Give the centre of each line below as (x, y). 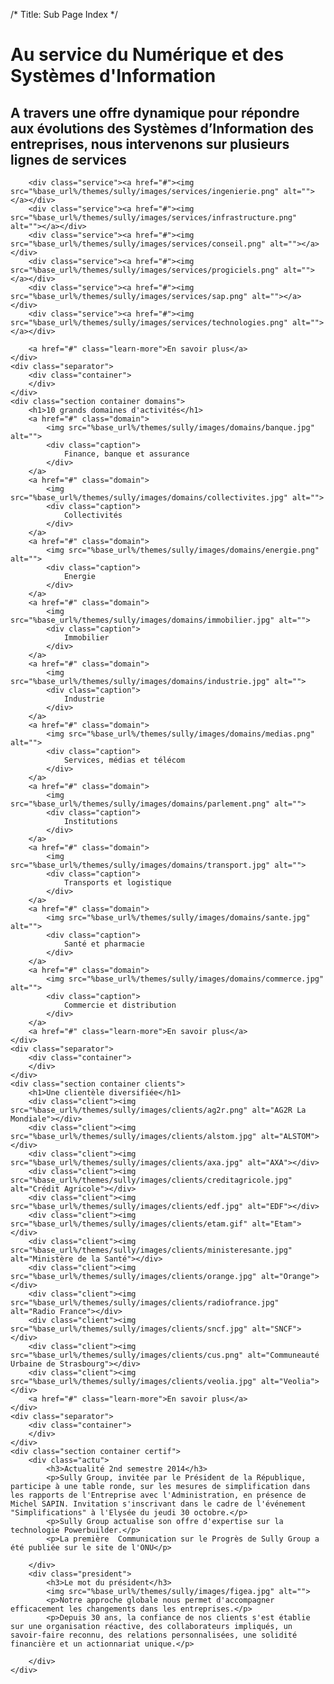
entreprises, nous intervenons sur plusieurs (150, 144)
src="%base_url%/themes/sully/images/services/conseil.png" (138, 244)
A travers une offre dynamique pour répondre (155, 112)
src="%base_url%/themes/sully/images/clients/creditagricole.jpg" (151, 1180)
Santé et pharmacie (104, 944)
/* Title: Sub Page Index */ (64, 14)
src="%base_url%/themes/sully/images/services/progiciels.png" (145, 270)
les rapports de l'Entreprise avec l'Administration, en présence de (158, 1495)
